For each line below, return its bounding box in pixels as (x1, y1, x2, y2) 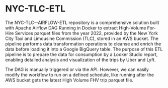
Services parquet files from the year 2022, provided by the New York (15, 30, 158, 36)
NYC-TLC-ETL (5, 3, 66, 14)
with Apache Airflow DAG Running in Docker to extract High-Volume (5, 24, 146, 30)
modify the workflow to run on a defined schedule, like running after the (5, 71, 154, 77)
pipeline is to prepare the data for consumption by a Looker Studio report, (5, 51, 158, 57)
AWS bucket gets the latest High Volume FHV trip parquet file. (5, 77, 134, 83)
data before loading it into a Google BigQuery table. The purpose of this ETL (5, 46, 163, 52)
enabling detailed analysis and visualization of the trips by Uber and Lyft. (5, 56, 156, 62)
